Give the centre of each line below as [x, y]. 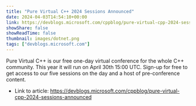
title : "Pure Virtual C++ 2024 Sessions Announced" [70, 11]
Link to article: [32, 91]
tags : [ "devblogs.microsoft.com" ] [48, 45]
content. [16, 79]
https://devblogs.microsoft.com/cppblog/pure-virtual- [115, 91]
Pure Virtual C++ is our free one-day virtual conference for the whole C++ [95, 61]
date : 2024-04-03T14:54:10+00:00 [47, 17]
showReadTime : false [31, 33]
